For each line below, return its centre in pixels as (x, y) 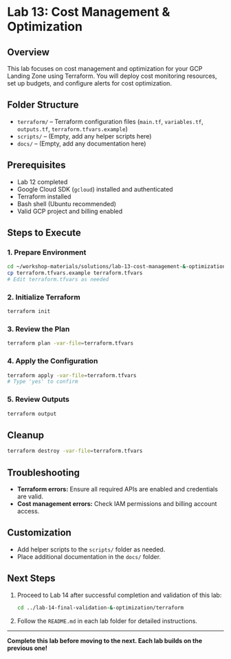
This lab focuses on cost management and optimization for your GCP (105, 69)
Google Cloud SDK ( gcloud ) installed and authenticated (95, 189)
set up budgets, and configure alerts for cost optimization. (89, 83)
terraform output (32, 414)
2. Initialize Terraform (44, 297)
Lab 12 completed (42, 182)
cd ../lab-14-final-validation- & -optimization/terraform (100, 607)
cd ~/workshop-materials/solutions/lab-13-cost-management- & (97, 267)
